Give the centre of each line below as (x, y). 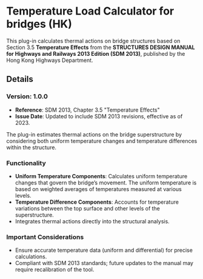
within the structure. (31, 147)
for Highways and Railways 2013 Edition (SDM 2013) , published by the (96, 53)
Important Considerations (45, 237)
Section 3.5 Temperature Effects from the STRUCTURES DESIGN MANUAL (101, 47)
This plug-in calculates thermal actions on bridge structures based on (93, 41)
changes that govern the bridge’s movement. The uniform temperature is (106, 183)
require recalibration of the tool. (55, 270)
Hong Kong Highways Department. (50, 60)
